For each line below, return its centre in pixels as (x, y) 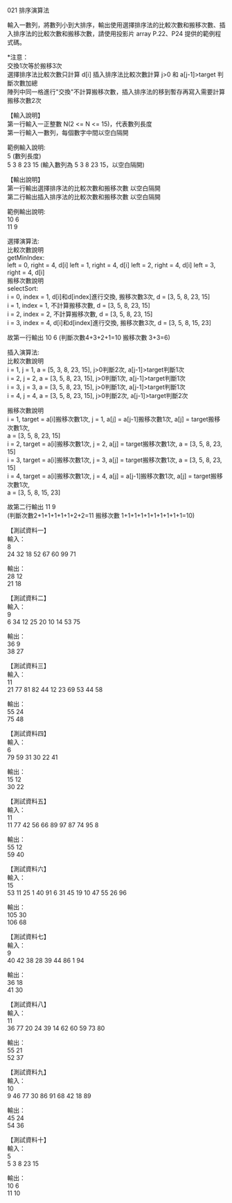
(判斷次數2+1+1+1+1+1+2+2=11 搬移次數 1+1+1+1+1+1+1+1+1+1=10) (101, 515)
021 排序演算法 (28, 10)
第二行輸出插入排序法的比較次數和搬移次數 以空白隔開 (84, 197)
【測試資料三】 (28, 666)
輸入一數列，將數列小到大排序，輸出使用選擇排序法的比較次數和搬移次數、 (113, 25)
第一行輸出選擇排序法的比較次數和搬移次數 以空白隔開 (84, 188)
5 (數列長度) (24, 156)
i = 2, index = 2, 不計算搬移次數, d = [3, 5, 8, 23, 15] (80, 314)
